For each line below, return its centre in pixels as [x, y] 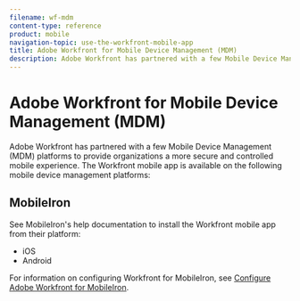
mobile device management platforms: [80, 175]
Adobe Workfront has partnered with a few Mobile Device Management [141, 146]
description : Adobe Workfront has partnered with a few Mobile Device [143, 59]
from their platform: [45, 233]
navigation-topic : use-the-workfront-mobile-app [101, 42]
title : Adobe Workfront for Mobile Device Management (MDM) [124, 51]
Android [37, 260]
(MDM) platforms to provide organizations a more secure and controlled [142, 156]
